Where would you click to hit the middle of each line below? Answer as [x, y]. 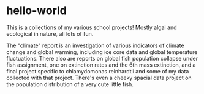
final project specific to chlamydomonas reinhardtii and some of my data [98, 71]
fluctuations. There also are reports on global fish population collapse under [102, 58]
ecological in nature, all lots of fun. [50, 33]
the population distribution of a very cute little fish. [70, 84]
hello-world [37, 11]
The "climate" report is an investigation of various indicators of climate [96, 45]
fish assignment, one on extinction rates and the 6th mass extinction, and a [101, 65]
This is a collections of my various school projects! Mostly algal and [92, 27]
